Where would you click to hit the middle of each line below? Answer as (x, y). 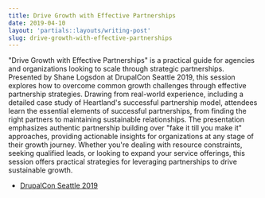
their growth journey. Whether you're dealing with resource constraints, (125, 145)
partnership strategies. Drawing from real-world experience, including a (126, 94)
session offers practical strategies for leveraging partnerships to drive (123, 162)
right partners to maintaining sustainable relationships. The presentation (127, 119)
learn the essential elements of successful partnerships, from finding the (127, 111)
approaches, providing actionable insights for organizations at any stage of (131, 137)
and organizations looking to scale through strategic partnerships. (116, 69)
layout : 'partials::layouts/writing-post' (80, 30)
